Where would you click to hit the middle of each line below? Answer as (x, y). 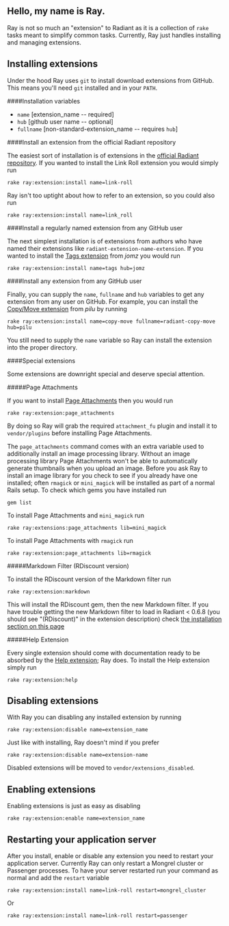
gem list (19, 502)
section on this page (36, 626)
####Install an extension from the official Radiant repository (92, 142)
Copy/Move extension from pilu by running (67, 308)
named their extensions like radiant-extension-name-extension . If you (105, 248)
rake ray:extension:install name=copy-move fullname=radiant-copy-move (111, 321)
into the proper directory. (42, 347)
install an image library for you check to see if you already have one (103, 475)
